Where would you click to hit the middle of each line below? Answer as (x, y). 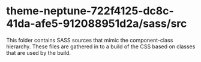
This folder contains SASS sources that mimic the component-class (90, 40)
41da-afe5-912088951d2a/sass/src (97, 24)
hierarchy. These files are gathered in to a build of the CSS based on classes (101, 46)
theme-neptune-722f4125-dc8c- (90, 11)
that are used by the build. (38, 52)
